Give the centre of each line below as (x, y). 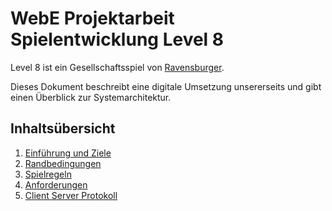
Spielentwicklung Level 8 (117, 39)
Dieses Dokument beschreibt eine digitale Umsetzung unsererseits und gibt (166, 86)
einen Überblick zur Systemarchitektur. (91, 97)
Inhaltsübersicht (63, 128)
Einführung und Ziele (68, 153)
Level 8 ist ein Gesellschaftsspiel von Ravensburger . (117, 67)
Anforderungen (56, 184)
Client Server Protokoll (71, 195)
